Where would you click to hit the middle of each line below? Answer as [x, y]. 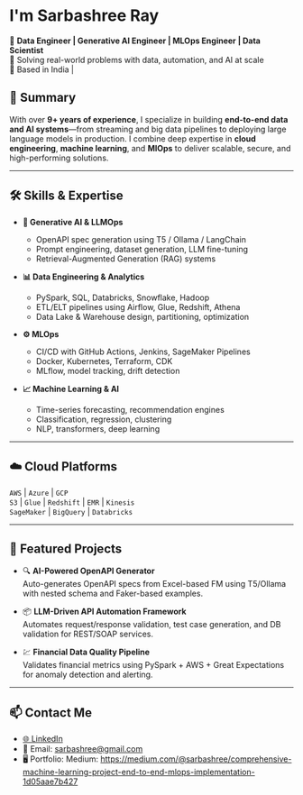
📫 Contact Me [51, 713]
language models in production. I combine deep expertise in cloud [133, 138]
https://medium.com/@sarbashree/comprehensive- [196, 759]
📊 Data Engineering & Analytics [83, 277]
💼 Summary [43, 98]
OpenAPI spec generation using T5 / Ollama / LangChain [141, 239]
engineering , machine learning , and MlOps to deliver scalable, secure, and [150, 148]
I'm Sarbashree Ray [84, 16]
